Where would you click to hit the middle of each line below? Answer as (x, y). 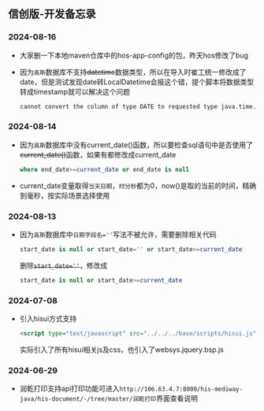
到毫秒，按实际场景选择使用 (65, 195)
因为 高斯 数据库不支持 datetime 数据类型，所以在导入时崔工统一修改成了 (133, 72)
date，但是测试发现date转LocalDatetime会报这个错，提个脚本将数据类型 (137, 82)
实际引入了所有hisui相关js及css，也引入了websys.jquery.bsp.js (122, 350)
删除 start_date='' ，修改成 (63, 265)
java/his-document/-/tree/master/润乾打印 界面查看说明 (109, 398)
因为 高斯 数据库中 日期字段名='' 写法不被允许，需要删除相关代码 (118, 235)
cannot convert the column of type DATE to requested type (119, 106)
